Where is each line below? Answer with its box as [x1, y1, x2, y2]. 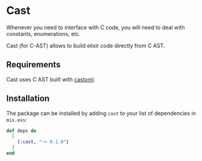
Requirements [6, 60, 61, 70]
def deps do [6, 128, 36, 134]
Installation [6, 94, 50, 104]
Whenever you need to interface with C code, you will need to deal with [6, 24, 185, 31]
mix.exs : [6, 116, 27, 123]
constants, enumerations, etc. [6, 30, 81, 37]
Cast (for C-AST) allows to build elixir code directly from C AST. [6, 42, 166, 49]
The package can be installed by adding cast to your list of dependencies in [6, 109, 196, 117]
